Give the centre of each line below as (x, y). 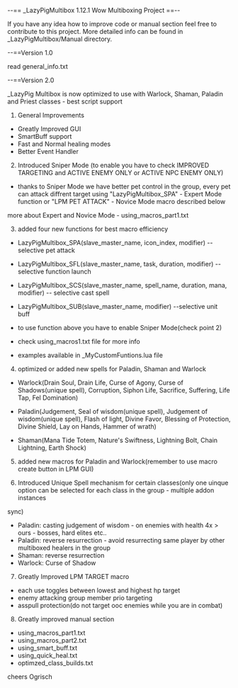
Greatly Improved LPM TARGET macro (73, 576)
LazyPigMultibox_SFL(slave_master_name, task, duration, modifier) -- (119, 264)
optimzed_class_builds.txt (55, 663)
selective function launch (54, 271)
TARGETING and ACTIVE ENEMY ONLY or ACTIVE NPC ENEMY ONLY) (120, 173)
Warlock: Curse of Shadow (57, 563)
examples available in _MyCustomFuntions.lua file (90, 355)
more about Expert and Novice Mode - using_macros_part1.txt (98, 215)
